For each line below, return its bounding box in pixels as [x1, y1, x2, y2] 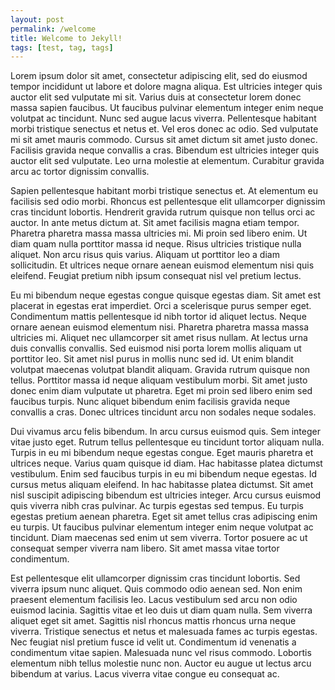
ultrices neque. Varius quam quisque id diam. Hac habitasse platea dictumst [10, 457, 323, 470]
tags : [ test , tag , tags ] [10, 42, 114, 53]
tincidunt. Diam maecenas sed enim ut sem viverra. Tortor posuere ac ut [10, 532, 308, 544]
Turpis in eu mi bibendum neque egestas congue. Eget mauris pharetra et [10, 447, 314, 459]
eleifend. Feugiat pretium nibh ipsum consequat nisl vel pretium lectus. [10, 270, 302, 282]
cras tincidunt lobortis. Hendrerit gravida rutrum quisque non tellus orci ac [10, 206, 316, 218]
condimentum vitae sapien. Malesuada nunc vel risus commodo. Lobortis [10, 647, 312, 659]
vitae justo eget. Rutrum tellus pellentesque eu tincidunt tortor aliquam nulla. [10, 436, 325, 448]
